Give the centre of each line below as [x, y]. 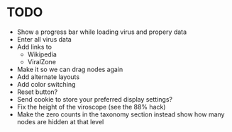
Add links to [34, 47]
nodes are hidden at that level [60, 121]
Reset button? [37, 92]
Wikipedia [42, 54]
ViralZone [42, 61]
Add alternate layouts [48, 77]
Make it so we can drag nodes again [70, 69]
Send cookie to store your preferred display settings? [95, 99]
